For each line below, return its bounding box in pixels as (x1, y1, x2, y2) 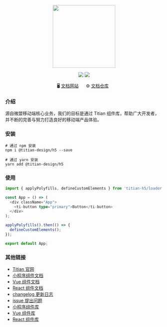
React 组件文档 (12, 285, 43, 291)
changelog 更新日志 (12, 291, 53, 297)
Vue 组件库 (12, 310, 35, 316)
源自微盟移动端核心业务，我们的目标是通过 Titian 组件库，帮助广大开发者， (5, 110, 159, 116)
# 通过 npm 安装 (5, 143, 36, 148)
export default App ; (5, 241, 48, 246)
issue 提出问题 (12, 297, 42, 303)
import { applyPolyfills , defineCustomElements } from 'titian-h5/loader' (5, 186, 164, 191)
